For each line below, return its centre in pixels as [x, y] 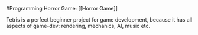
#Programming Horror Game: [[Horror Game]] [62, 8]
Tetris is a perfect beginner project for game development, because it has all [99, 20]
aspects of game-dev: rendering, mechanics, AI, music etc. [78, 26]
